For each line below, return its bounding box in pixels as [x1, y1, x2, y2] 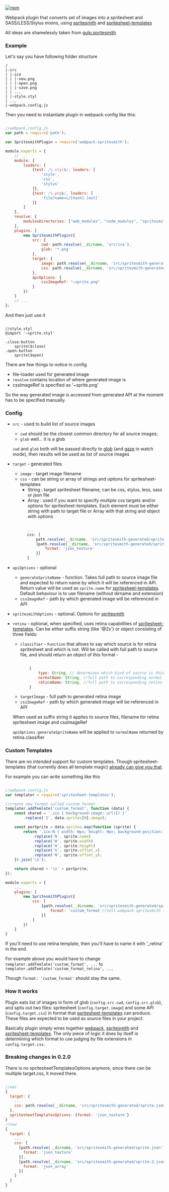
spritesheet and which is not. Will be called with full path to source [20, 646, 158, 652]
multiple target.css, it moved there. [5, 1070, 77, 1076]
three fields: [12, 631, 38, 637]
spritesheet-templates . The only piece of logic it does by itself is [5, 1030, 138, 1036]
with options [27, 513, 54, 519]
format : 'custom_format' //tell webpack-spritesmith [50, 908, 161, 913]
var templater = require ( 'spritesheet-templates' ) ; [5, 792, 116, 797]
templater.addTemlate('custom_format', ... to [5, 961, 103, 967]
